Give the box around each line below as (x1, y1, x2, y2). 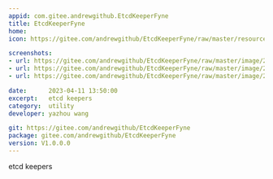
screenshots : (8, 50, 53, 58)
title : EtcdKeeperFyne (8, 20, 85, 28)
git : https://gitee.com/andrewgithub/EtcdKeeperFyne (8, 124, 191, 133)
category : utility (8, 102, 75, 110)
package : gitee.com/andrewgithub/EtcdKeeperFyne (8, 132, 176, 140)
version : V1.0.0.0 (8, 139, 71, 147)
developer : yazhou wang (8, 109, 89, 118)
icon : (8, 34, 27, 43)
